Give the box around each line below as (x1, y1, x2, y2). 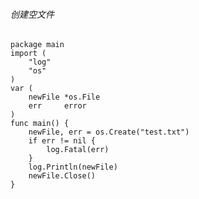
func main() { (10, 119, 70, 129)
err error (28, 101, 87, 111)
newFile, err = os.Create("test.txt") (28, 127, 190, 138)
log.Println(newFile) (28, 162, 118, 173)
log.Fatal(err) (46, 145, 110, 155)
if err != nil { (28, 136, 97, 146)
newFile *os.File (28, 92, 101, 103)
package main (10, 40, 65, 50)
